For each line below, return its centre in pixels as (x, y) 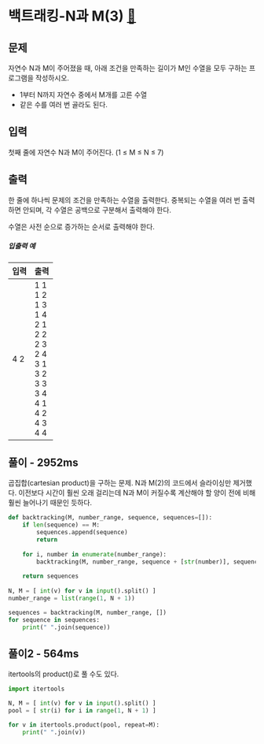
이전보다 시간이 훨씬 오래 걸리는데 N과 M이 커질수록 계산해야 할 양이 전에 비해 (137, 493)
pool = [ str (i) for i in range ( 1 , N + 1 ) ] (82, 711)
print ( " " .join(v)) (54, 732)
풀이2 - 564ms (44, 654)
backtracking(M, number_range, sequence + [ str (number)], (133, 562)
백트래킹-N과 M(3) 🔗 (72, 16)
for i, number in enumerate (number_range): (95, 554)
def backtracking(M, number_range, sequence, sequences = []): (110, 518)
